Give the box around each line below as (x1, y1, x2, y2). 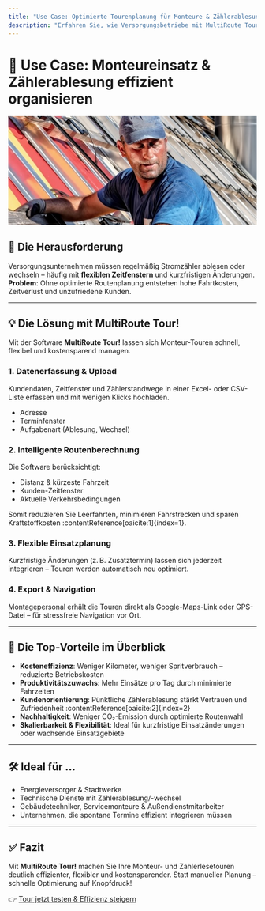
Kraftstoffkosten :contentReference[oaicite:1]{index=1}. (8, 518, 187, 527)
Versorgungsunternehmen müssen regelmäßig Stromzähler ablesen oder (8, 261, 246, 270)
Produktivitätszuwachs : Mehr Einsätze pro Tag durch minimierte (19, 679, 232, 688)
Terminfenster (19, 416, 65, 425)
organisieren (8, 89, 93, 108)
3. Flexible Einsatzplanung (8, 538, 112, 549)
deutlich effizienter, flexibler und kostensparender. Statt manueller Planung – (8, 870, 257, 879)
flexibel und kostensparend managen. (8, 346, 131, 356)
